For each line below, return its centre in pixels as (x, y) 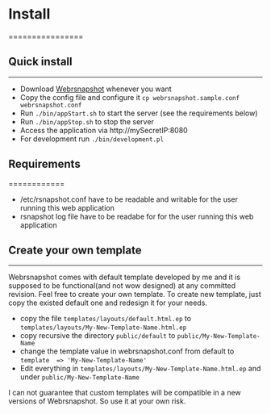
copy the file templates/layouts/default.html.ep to (106, 319)
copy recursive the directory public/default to (98, 336)
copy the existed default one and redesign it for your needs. (108, 303)
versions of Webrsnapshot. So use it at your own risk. (97, 401)
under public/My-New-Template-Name (79, 377)
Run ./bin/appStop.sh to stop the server (87, 121)
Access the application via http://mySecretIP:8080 (104, 130)
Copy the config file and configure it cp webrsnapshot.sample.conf (130, 97)
